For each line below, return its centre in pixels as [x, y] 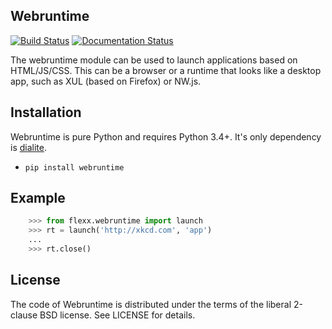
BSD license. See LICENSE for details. [117, 315]
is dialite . [28, 147]
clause [24, 315]
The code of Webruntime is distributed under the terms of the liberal [151, 304]
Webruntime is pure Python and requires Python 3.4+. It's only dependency [166, 136]
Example [38, 198]
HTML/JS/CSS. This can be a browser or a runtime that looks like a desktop [166, 70]
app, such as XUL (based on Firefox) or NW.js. [106, 81]
